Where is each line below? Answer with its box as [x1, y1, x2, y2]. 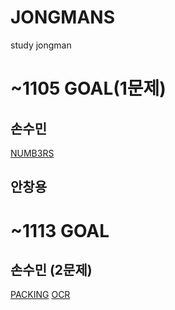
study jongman [10, 39, 72, 51]
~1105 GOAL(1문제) [10, 77, 167, 100]
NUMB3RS [10, 147, 55, 159]
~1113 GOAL [10, 219, 110, 242]
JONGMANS [10, 6, 115, 29]
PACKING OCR [10, 289, 71, 301]
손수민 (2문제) [10, 261, 93, 278]
